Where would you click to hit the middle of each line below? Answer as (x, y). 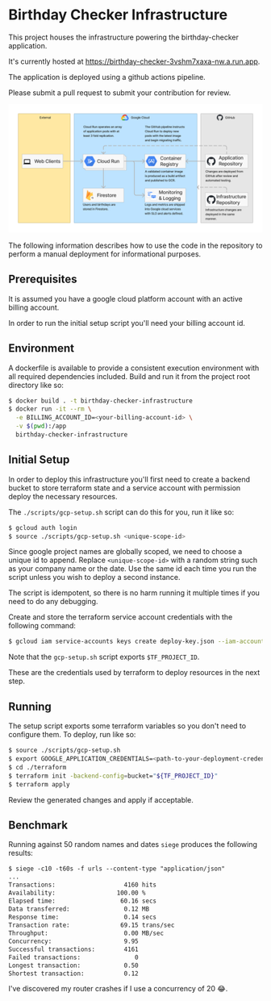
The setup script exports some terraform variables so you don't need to (127, 726)
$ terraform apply (39, 784)
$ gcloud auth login (43, 528)
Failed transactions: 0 (73, 957)
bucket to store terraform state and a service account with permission (125, 488)
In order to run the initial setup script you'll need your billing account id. (127, 323)
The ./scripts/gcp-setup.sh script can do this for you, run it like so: (121, 512)
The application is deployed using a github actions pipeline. (107, 77)
